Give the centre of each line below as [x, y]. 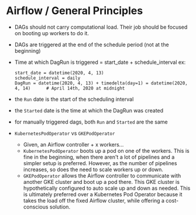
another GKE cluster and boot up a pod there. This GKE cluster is [102, 182]
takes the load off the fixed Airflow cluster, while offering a [94, 200]
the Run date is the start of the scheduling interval [74, 99]
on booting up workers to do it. [52, 33]
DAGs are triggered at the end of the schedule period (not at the [92, 45]
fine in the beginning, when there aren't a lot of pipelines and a [99, 157]
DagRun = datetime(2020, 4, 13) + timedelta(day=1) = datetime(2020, [101, 83]
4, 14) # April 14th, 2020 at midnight [70, 88]
